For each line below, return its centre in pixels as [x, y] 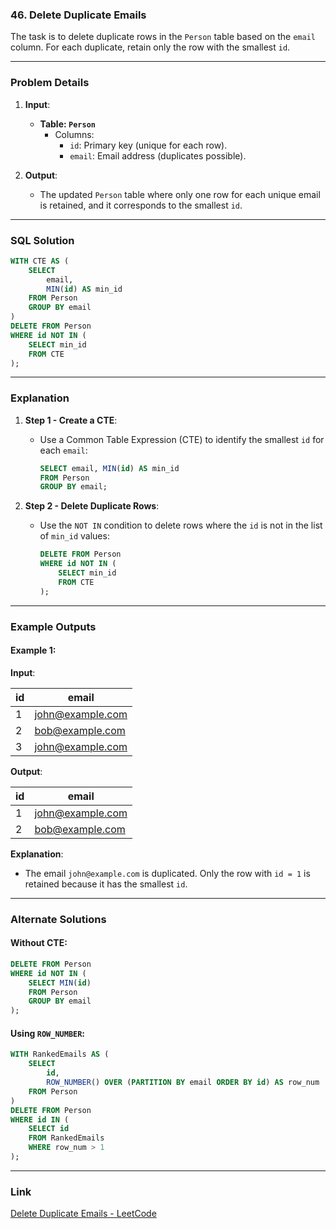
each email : [63, 450]
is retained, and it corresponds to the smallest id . [141, 205]
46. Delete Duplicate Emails [78, 15]
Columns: [74, 134]
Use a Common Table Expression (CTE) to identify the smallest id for [182, 439]
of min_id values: [74, 536]
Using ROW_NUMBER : [48, 1033]
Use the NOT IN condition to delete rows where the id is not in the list [181, 525]
